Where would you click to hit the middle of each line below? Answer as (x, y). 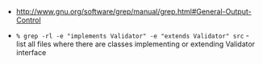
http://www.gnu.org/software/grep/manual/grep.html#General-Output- (134, 12)
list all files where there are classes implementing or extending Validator (136, 44)
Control (29, 20)
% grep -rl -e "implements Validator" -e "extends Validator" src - (133, 36)
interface (31, 52)
